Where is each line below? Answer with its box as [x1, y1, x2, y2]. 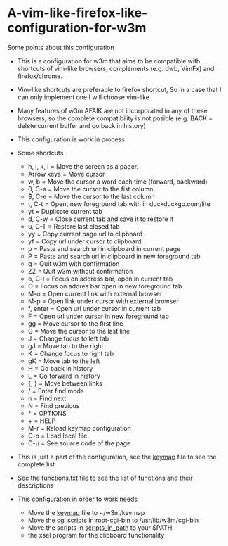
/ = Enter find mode [27, 386, 85, 395]
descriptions [17, 481, 54, 490]
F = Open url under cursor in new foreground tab [27, 312, 170, 320]
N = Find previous [27, 401, 80, 410]
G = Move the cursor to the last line [27, 326, 130, 335]
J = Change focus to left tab [27, 334, 109, 343]
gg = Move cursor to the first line [27, 319, 123, 328]
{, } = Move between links [27, 379, 103, 388]
